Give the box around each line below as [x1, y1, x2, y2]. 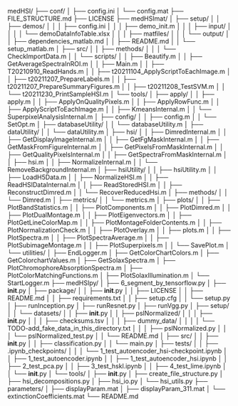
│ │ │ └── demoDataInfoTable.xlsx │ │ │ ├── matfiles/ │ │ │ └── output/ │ [7, 29, 230, 38]
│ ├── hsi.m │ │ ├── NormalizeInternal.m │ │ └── [7, 158, 158, 166]
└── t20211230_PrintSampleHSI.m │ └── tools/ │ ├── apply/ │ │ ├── [7, 90, 215, 98]
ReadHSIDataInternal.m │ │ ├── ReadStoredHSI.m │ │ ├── [7, 181, 182, 188]
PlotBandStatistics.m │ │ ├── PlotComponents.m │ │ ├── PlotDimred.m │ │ [7, 203, 232, 211]
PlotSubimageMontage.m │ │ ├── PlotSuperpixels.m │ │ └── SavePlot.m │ [7, 241, 230, 249]
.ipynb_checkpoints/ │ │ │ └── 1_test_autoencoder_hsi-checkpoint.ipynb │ [7, 347, 228, 355]
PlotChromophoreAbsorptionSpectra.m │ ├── [7, 264, 143, 272]
